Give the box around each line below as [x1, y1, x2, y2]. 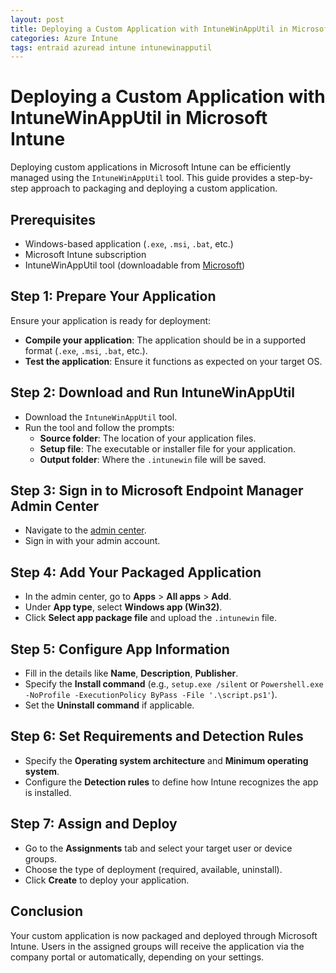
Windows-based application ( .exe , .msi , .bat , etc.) [24, 238, 234, 250]
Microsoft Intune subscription [24, 249, 147, 260]
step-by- [277, 172, 314, 184]
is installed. [24, 786, 72, 798]
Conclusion [10, 903, 84, 920]
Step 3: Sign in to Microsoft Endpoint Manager [10, 482, 304, 500]
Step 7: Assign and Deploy [10, 816, 178, 833]
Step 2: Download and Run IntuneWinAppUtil [10, 384, 295, 401]
